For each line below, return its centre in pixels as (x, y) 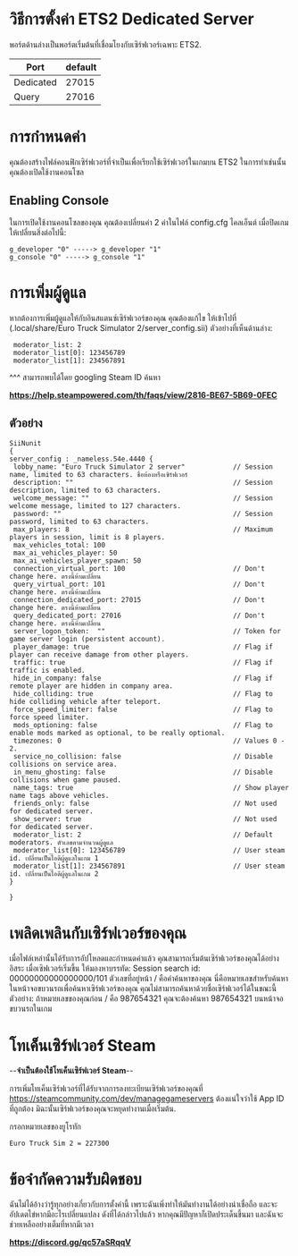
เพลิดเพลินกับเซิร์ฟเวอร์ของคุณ (98, 933)
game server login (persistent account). (87, 640)
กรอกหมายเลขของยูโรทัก (46, 1126)
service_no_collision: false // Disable (143, 757)
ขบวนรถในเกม (30, 1009)
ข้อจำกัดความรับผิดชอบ (76, 1179)
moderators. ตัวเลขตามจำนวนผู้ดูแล (62, 843)
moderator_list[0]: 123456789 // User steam (149, 851)
